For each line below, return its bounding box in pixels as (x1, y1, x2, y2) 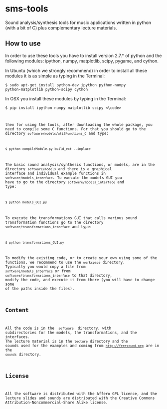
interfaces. (5, 334, 30, 340)
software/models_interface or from (5, 269, 71, 274)
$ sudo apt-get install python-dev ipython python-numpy (5, 82, 126, 87)
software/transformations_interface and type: (5, 224, 92, 229)
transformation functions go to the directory (5, 220, 104, 225)
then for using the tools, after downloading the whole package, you (5, 122, 153, 127)
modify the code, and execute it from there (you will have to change (5, 278, 155, 283)
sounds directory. (5, 352, 41, 357)
